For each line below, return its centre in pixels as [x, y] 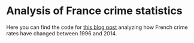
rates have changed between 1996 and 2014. [62, 33]
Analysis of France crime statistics [94, 11]
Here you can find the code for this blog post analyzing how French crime [97, 27]
